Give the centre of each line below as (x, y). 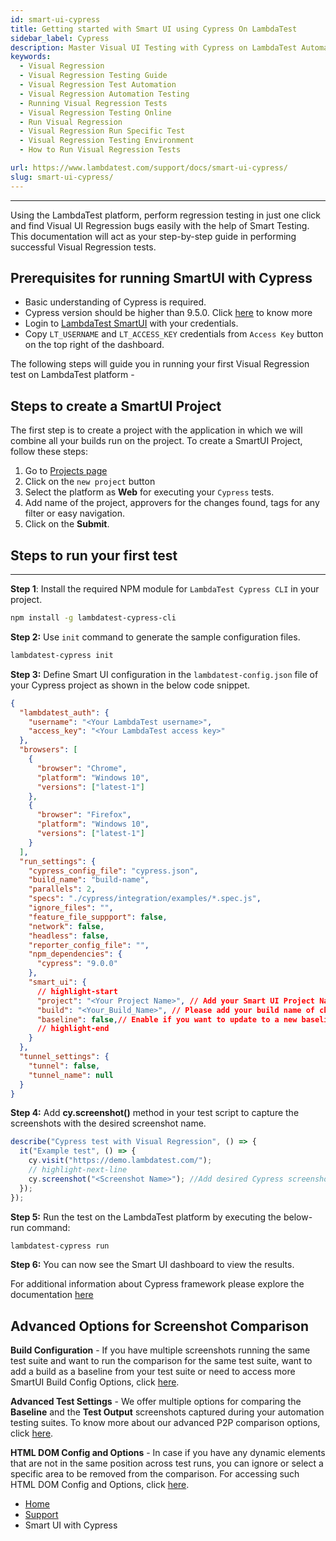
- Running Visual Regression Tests (93, 103)
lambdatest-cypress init (62, 655)
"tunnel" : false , (64, 1066)
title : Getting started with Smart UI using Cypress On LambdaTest (154, 29)
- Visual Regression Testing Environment (107, 141)
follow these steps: (49, 452)
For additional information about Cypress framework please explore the (157, 1284)
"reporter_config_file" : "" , (89, 945)
